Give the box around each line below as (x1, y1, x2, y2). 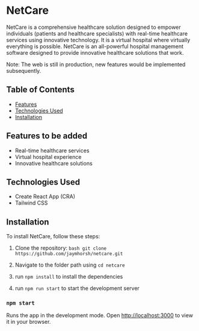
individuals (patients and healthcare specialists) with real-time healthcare (6, 29, 188, 37)
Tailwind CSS (14, 199, 48, 206)
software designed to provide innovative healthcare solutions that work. (6, 49, 185, 56)
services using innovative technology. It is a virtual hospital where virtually (6, 36, 191, 43)
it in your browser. (6, 318, 51, 326)
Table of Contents (6, 85, 75, 95)
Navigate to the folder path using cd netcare (14, 261, 125, 268)
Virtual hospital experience (14, 153, 82, 160)
